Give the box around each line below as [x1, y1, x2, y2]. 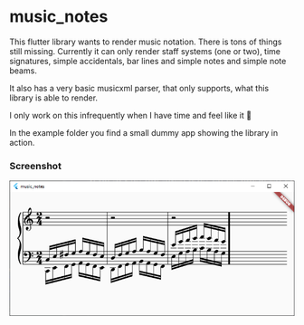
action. [9, 137, 35, 148]
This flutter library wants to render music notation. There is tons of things [9, 36, 282, 47]
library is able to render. [9, 92, 98, 103]
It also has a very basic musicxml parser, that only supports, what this [9, 82, 270, 93]
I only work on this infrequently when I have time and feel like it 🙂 [9, 110, 252, 120]
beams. [9, 65, 38, 76]
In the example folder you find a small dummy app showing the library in [9, 127, 279, 138]
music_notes [9, 6, 109, 27]
